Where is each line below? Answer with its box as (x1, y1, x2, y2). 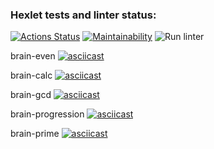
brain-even (10, 50, 56, 62)
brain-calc (10, 69, 53, 82)
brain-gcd (10, 89, 52, 101)
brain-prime (10, 128, 60, 140)
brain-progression (10, 108, 85, 120)
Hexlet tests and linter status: (10, 8, 157, 22)
